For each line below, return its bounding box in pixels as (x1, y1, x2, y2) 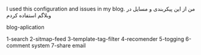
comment (6, 42, 31, 49)
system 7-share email (31, 42, 86, 49)
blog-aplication (6, 24, 45, 31)
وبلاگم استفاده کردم (6, 12, 51, 19)
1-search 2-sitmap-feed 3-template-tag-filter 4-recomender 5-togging (6, 35, 185, 42)
